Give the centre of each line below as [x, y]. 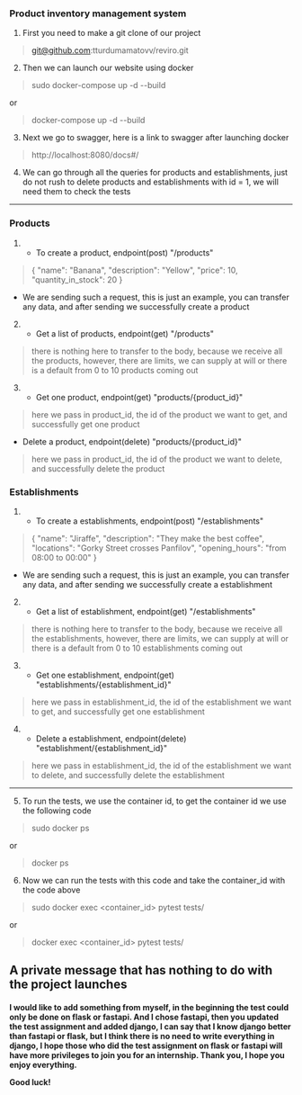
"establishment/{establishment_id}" [102, 748]
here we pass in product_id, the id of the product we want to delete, [157, 459]
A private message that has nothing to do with [141, 970]
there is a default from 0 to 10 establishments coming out [137, 648]
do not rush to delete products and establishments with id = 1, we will [150, 182]
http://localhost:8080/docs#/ [85, 155]
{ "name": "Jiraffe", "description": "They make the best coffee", [148, 538]
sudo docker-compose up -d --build [98, 85]
